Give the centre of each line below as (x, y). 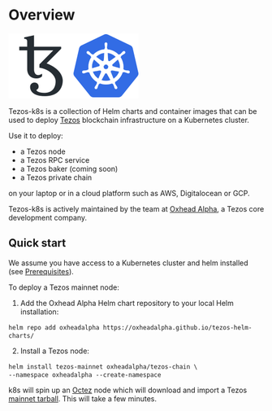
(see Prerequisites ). (41, 271)
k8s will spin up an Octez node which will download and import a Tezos (128, 390)
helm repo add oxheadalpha (54, 327)
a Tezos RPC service (55, 160)
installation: (39, 312)
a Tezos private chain (56, 177)
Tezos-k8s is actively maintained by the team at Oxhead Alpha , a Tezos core (136, 208)
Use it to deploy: (36, 135)
